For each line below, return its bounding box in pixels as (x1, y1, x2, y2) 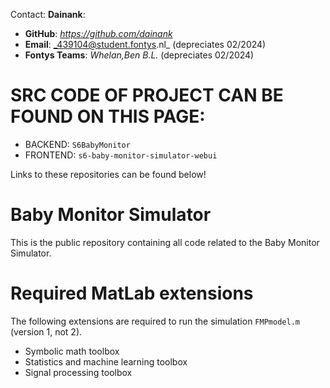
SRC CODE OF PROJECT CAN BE (10, 84, 284, 107)
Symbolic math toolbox (24, 345, 120, 357)
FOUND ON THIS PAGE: (10, 105, 206, 128)
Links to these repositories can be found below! (10, 168, 207, 180)
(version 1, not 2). (10, 325, 83, 338)
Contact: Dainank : (10, 9, 86, 20)
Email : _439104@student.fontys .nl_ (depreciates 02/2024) (24, 39, 267, 50)
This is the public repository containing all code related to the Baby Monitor (10, 236, 320, 248)
